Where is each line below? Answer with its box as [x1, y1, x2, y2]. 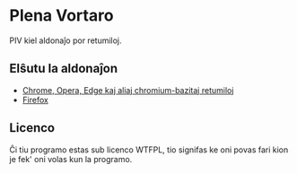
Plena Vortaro [9, 5, 114, 26]
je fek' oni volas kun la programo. [9, 153, 133, 164]
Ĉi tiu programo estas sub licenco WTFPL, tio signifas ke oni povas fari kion [9, 144, 289, 155]
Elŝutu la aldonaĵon [9, 61, 118, 76]
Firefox [22, 94, 49, 105]
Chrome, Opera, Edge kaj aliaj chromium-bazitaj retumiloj [22, 84, 234, 95]
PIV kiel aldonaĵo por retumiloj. [9, 35, 123, 46]
